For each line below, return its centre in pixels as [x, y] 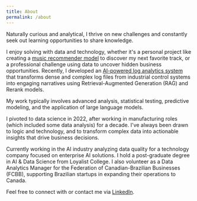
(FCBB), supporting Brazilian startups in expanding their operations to [91, 174]
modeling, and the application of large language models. [75, 107]
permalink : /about [29, 17]
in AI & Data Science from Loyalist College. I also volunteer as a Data [90, 161]
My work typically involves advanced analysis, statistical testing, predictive [98, 100]
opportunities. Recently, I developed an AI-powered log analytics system [95, 70]
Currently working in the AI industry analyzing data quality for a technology [98, 149]
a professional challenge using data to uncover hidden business [84, 64]
